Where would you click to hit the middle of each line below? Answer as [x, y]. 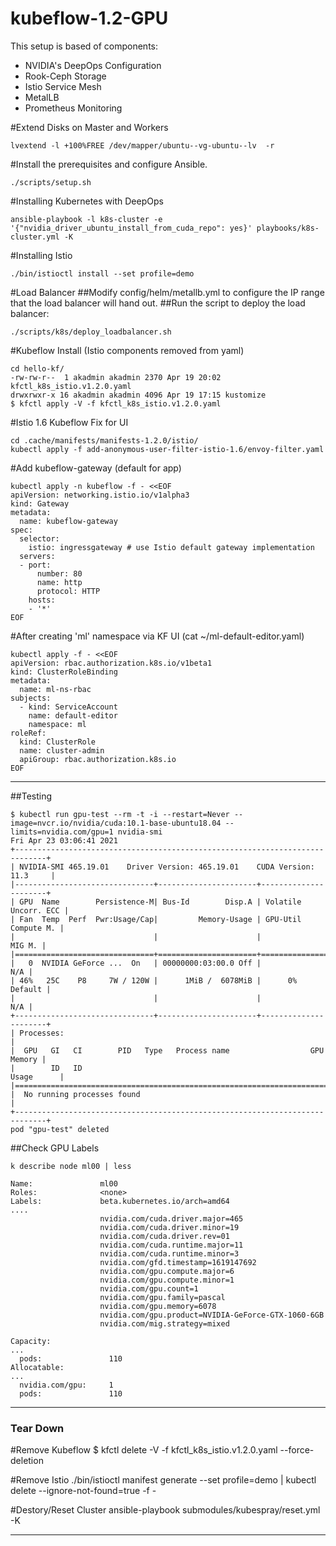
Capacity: [31, 1341]
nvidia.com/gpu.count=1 [149, 1288]
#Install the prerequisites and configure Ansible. [109, 164]
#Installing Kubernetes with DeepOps [87, 201]
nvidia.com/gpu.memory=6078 [158, 1306]
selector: [39, 538]
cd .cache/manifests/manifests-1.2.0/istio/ [104, 440]
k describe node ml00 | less [71, 1166]
